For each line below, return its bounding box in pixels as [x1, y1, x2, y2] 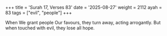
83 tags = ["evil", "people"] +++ [5, 10, 72, 16]
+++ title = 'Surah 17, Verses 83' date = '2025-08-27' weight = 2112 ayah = [5, 5, 162, 10]
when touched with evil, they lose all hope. [5, 25, 95, 31]
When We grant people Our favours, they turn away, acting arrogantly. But [5, 20, 161, 25]
